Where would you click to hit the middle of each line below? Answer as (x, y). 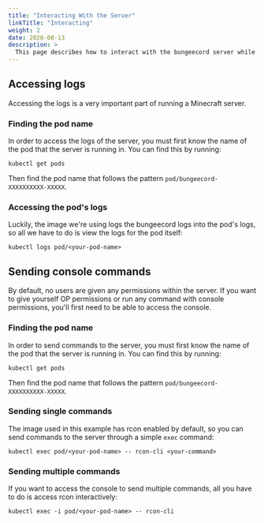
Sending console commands (80, 271)
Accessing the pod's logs (58, 208)
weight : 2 (24, 30)
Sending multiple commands (64, 471)
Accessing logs (47, 84)
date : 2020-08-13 (37, 38)
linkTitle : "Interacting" (50, 23)
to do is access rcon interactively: (63, 497)
